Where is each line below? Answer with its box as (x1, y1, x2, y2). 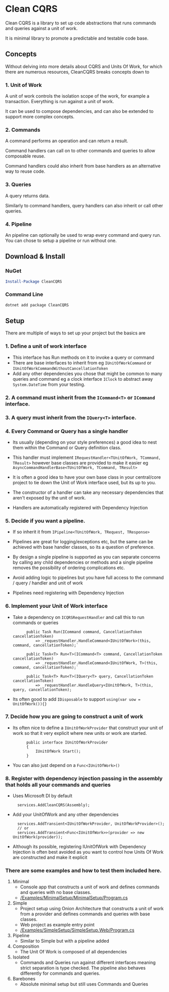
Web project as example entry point (20, 922, 95, 928)
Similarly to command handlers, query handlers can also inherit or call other (5, 202, 163, 208)
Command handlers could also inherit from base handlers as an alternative (5, 163, 161, 169)
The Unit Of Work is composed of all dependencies (20, 949, 128, 955)
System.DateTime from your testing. (12, 381, 86, 387)
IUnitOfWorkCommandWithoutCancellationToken (12, 366, 108, 371)
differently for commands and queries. (20, 970, 100, 976)
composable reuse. (5, 153, 46, 159)
